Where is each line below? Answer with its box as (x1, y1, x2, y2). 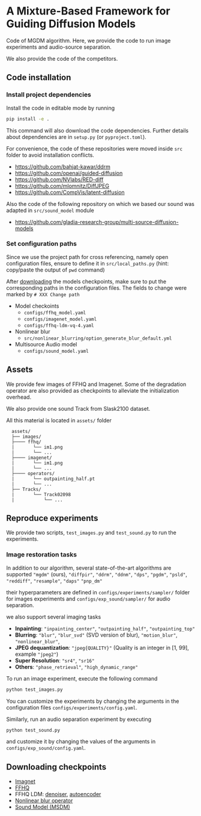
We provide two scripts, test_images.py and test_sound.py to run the (6, 529, 177, 537)
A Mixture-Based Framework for (6, 4, 170, 18)
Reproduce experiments (6, 513, 98, 523)
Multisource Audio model (14, 340, 77, 347)
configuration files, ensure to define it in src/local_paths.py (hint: (6, 260, 169, 267)
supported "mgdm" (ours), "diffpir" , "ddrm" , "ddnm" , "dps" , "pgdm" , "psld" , (6, 570, 188, 578)
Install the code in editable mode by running (6, 104, 115, 111)
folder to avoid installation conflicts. (6, 151, 95, 158)
